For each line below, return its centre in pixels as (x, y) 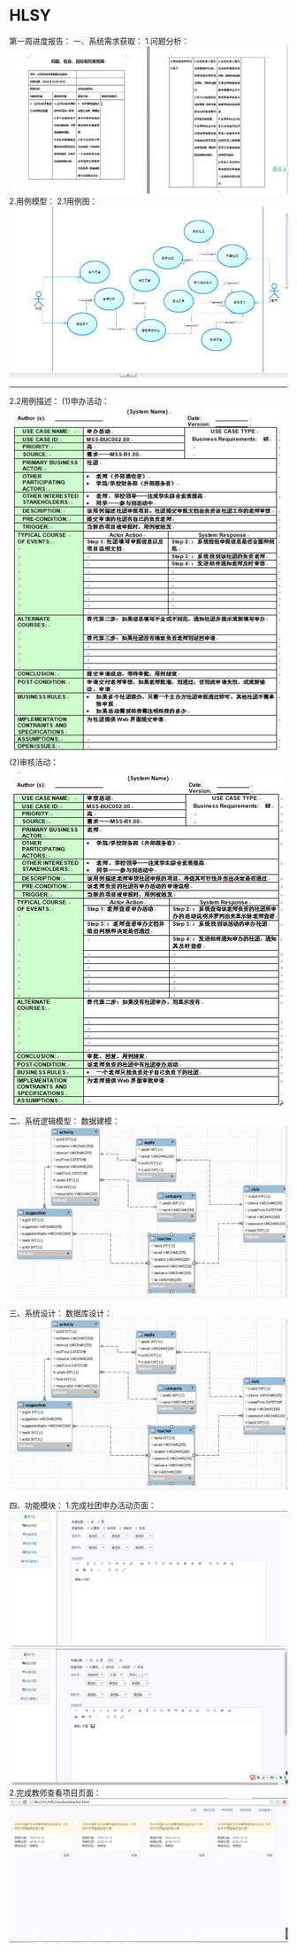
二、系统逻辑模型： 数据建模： (65, 1121)
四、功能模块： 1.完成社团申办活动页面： (83, 1505)
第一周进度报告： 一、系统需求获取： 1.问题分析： (99, 41)
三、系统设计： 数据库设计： (61, 1313)
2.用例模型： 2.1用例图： (53, 201)
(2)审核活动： (34, 762)
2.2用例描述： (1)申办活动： (59, 401)
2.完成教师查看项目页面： (55, 1793)
